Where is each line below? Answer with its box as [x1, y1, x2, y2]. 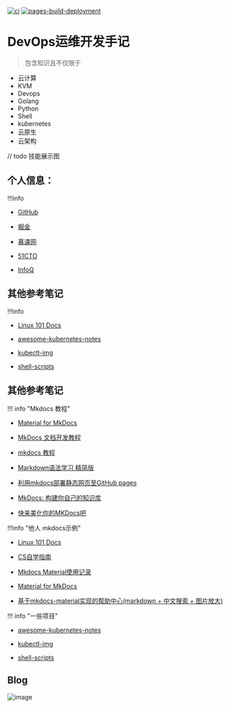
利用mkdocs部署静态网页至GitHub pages [17, 479, 137, 487]
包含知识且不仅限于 [24, 58, 81, 67]
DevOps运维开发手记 [7, 34, 130, 50]
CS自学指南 [17, 552, 52, 561]
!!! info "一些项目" [7, 611, 58, 621]
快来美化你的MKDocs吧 [17, 508, 86, 518]
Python [17, 104, 39, 113]
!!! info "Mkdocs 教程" [7, 405, 71, 413]
